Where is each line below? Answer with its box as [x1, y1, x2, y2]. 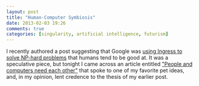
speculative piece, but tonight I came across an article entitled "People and [6, 61, 193, 68]
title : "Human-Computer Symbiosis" [6, 14, 96, 20]
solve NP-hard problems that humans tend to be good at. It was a [6, 54, 169, 61]
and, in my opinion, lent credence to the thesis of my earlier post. [6, 73, 168, 81]
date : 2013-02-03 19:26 [6, 20, 66, 26]
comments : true [6, 25, 45, 32]
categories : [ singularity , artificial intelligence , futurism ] [6, 31, 169, 37]
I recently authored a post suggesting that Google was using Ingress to [6, 48, 183, 55]
